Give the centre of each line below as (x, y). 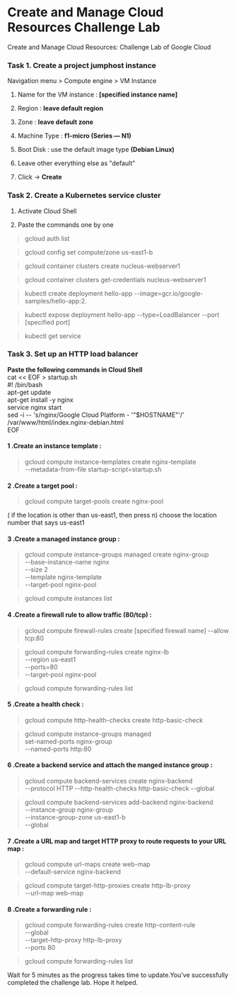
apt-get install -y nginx (41, 400)
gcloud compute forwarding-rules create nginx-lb (97, 652)
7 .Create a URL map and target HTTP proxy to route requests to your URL (117, 841)
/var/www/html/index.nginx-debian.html (65, 422)
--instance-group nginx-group (69, 810)
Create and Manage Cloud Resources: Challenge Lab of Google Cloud (109, 47)
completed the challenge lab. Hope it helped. (73, 983)
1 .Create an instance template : (54, 446)
